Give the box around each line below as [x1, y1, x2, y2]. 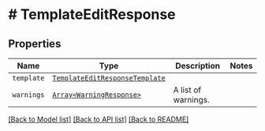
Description [175, 61, 221, 71]
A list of [173, 84, 202, 95]
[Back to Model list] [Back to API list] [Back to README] [8, 114, 189, 124]
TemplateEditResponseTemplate [52, 73, 166, 82]
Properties [8, 37, 62, 51]
